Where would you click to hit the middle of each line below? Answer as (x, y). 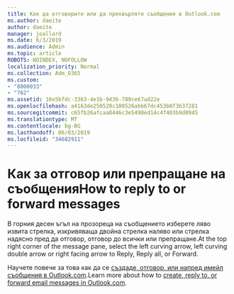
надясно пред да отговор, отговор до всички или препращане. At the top (117, 239)
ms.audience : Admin (36, 47)
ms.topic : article (34, 54)
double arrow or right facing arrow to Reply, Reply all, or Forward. (103, 254)
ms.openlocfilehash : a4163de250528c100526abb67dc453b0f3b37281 (103, 106)
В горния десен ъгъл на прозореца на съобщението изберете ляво (109, 224)
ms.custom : (23, 80)
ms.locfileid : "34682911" (45, 139)
